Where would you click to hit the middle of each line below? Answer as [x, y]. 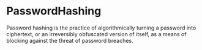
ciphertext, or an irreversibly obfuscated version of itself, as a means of [96, 34]
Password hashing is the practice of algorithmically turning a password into [101, 28]
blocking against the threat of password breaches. [70, 40]
